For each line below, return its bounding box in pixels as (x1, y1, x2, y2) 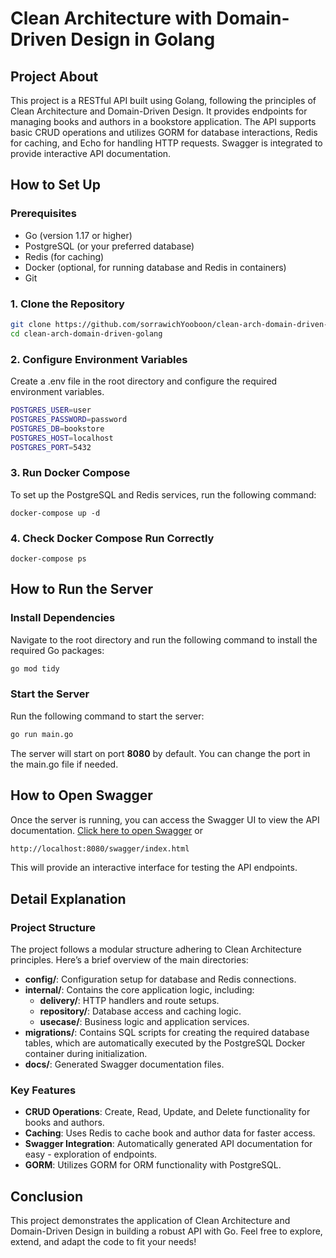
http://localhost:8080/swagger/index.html (10, 843, 190, 854)
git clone (10, 319, 52, 329)
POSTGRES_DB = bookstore (10, 423, 105, 434)
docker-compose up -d (10, 508, 101, 518)
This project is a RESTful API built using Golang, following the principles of (10, 95, 317, 106)
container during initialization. (24, 1048, 148, 1060)
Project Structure (10, 920, 96, 934)
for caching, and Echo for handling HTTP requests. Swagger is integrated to (10, 137, 323, 149)
